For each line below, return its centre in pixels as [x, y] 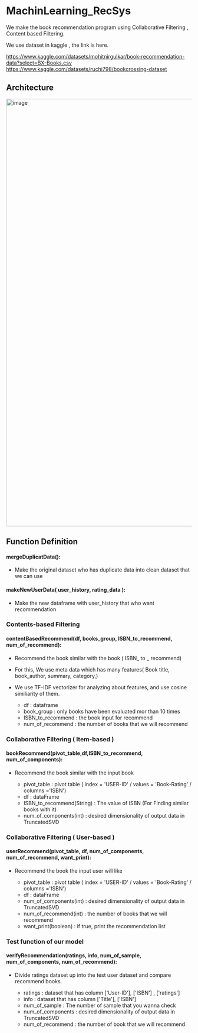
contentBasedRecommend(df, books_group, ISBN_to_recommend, [89, 639]
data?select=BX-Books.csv [39, 63]
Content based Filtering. [35, 33]
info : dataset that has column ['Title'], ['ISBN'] [80, 999]
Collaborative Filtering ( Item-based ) [60, 739]
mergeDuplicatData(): [33, 557]
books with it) [40, 809]
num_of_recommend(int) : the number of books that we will [95, 913]
